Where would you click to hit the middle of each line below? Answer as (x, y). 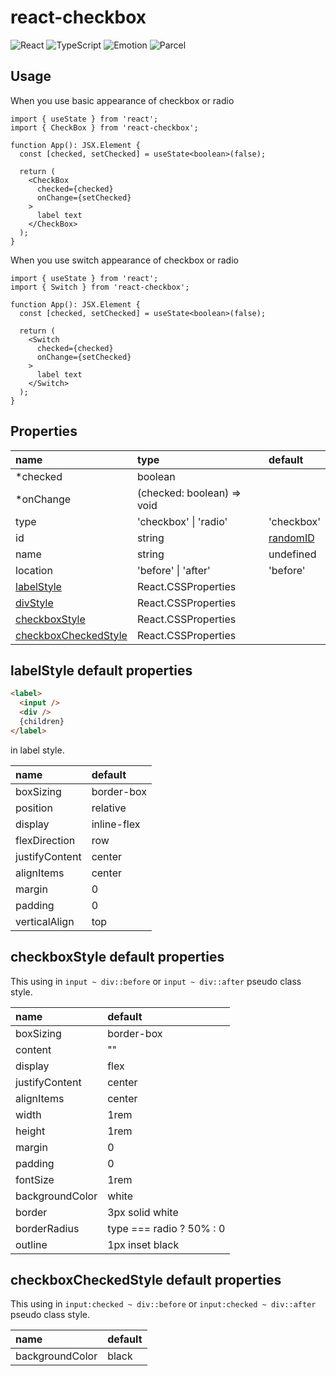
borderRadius (47, 1228)
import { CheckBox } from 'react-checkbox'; (104, 127)
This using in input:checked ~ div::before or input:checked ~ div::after (163, 1304)
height (30, 1131)
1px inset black (143, 1244)
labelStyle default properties (101, 670)
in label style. (37, 750)
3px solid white (143, 1212)
